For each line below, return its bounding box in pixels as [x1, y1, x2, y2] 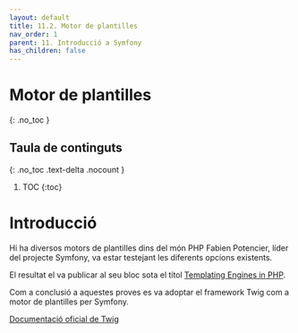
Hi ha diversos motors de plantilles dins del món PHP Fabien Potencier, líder [9, 243, 289, 253]
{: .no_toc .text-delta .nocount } [9, 164, 125, 175]
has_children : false [9, 47, 87, 55]
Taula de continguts [9, 141, 123, 156]
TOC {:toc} [21, 181, 63, 192]
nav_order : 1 [9, 30, 58, 38]
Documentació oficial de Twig [9, 313, 119, 324]
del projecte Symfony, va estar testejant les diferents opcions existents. [9, 252, 273, 262]
